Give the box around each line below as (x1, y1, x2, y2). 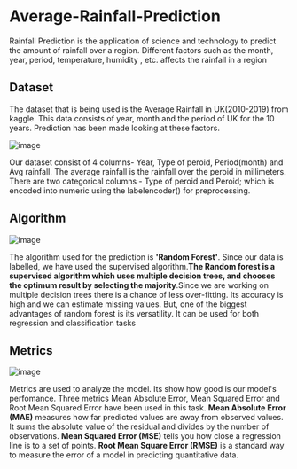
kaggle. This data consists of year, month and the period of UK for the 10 (9, 113, 275, 123)
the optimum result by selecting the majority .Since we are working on (9, 279, 269, 290)
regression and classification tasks (9, 317, 136, 328)
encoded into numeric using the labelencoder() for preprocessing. (9, 184, 251, 196)
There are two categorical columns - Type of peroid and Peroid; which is (9, 176, 275, 186)
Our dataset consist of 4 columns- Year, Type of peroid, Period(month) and (9, 157, 284, 168)
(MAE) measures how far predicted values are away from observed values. (9, 412, 284, 423)
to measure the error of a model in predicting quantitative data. (9, 449, 239, 460)
